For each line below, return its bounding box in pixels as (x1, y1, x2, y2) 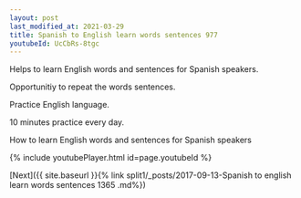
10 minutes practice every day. (9, 117, 125, 128)
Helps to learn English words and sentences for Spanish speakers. (9, 64, 259, 75)
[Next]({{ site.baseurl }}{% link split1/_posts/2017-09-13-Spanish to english (9, 170, 292, 181)
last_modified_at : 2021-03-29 (9, 22, 125, 31)
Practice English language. (9, 99, 109, 110)
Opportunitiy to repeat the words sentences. (9, 81, 176, 92)
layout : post (9, 13, 59, 23)
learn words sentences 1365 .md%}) (9, 180, 146, 191)
